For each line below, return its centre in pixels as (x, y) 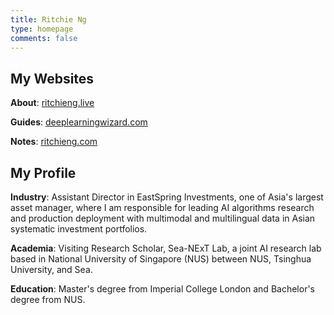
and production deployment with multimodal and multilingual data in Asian (163, 218)
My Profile (43, 172)
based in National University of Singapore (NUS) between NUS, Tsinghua (161, 259)
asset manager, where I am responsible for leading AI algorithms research (162, 207)
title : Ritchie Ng (48, 19)
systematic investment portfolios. (79, 229)
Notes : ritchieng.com (54, 142)
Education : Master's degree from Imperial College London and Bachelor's (162, 289)
